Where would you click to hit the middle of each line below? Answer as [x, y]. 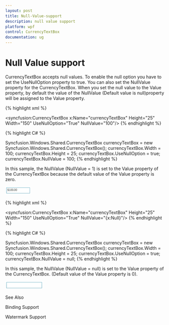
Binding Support [22, 307]
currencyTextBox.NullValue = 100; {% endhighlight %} [61, 158]
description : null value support [40, 21]
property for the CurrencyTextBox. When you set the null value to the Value [83, 87]
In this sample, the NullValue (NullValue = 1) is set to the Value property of [82, 169]
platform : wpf [20, 27]
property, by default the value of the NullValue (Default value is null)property [85, 93]
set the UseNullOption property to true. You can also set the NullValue [78, 82]
